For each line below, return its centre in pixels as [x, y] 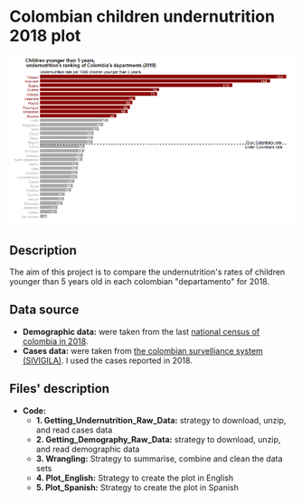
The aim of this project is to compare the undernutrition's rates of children [147, 272]
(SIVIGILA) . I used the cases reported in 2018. [107, 360]
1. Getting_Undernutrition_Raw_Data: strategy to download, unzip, [161, 420]
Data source [44, 310]
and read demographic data [88, 449]
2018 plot [45, 36]
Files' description [60, 389]
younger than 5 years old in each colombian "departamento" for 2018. [139, 281]
